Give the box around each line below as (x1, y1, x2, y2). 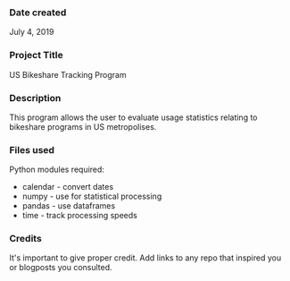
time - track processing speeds (21, 210, 138, 221)
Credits (9, 233, 42, 245)
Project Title (9, 49, 64, 62)
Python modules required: (9, 164, 105, 175)
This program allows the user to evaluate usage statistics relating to (9, 112, 258, 123)
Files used (9, 143, 55, 156)
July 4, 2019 (9, 27, 54, 38)
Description (9, 91, 62, 104)
